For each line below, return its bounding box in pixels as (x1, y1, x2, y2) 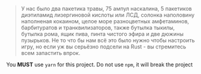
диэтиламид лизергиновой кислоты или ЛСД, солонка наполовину (21, 11, 195, 18)
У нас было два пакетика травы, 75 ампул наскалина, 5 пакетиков (21, 5, 192, 12)
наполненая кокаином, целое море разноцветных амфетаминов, (21, 18, 190, 24)
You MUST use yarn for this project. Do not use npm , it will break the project (6, 61, 193, 68)
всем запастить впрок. (21, 50, 80, 56)
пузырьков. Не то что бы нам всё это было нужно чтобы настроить (21, 37, 195, 44)
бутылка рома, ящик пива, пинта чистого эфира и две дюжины (21, 30, 184, 38)
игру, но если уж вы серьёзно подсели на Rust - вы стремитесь (21, 43, 187, 50)
